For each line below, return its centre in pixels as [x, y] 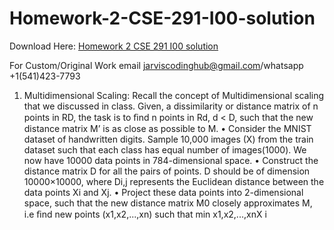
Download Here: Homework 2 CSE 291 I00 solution [114, 46]
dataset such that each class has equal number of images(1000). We [165, 149]
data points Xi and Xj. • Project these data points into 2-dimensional [163, 192]
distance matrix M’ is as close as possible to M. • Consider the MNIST [167, 128]
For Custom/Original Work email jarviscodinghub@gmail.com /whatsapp [156, 65]
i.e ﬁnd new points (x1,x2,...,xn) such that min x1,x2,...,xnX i [145, 214]
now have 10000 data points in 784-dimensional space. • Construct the [171, 160]
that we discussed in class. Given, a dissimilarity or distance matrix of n [171, 106]
